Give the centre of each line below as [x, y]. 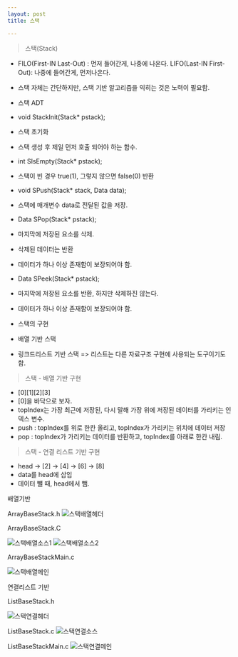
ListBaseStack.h [31, 601]
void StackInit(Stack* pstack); [61, 117]
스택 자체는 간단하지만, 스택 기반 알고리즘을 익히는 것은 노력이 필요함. [114, 87]
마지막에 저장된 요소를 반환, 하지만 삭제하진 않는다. [88, 293]
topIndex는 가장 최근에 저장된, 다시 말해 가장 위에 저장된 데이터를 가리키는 [121, 410]
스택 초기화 [33, 131]
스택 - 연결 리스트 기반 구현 [62, 451]
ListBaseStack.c [31, 631]
